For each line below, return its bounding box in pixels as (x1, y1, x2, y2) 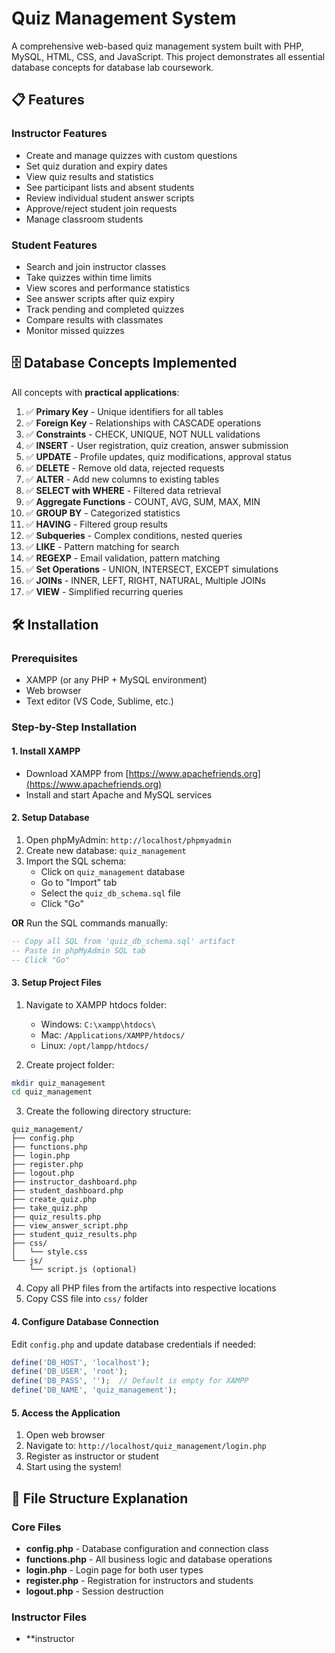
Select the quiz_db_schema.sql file (40, 887, 181, 899)
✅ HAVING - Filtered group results (25, 518, 168, 530)
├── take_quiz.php (11, 1203, 88, 1214)
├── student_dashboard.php (11, 1186, 124, 1196)
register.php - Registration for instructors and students (25, 1574, 254, 1586)
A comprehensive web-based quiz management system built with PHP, (11, 40, 304, 52)
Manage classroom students (25, 213, 144, 225)
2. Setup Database (11, 812, 90, 824)
